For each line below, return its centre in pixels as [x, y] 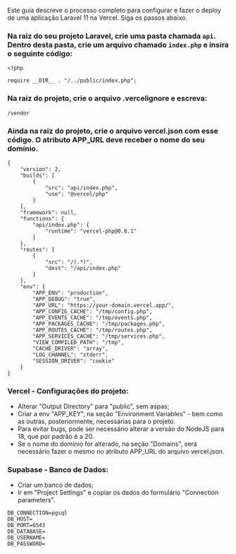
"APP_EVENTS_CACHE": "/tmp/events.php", [93, 317]
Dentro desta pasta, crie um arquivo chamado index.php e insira [118, 45]
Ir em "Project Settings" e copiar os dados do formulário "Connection [118, 493]
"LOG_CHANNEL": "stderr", [71, 355]
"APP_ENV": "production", [71, 293]
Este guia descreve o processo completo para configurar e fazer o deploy [114, 10]
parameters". [36, 500]
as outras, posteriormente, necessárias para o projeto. [97, 422]
